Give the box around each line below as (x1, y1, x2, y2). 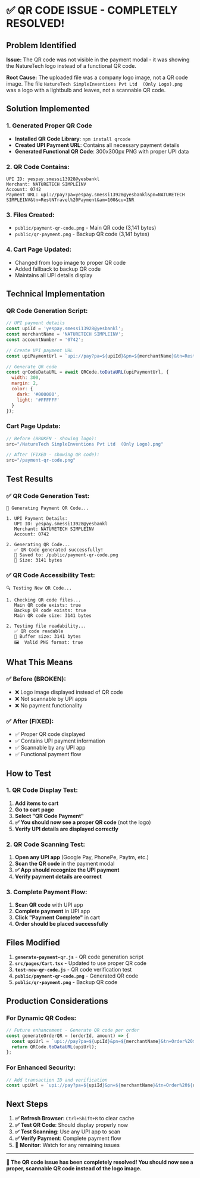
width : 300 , (11, 375, 42, 381)
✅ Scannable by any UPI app (14, 744, 86, 751)
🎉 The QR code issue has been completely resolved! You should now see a (6, 1158, 193, 1166)
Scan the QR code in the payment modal (14, 860, 115, 867)
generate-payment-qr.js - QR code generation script (14, 953, 144, 961)
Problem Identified (6, 40, 77, 51)
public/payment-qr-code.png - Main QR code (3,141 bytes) (14, 224, 157, 231)
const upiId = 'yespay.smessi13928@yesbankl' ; (6, 325, 124, 332)
